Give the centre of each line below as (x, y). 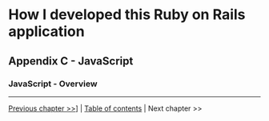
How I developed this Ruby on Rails (127, 15)
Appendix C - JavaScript (71, 61)
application (47, 31)
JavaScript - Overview (53, 84)
